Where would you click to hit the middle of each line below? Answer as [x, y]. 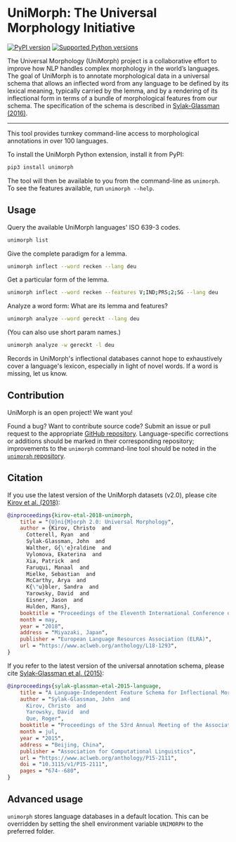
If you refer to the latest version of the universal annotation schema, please [116, 666]
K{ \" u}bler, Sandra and [62, 587]
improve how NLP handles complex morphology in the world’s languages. [113, 68]
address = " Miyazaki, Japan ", [64, 633]
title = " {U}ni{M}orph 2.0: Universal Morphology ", [97, 522]
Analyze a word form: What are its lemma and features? [88, 306]
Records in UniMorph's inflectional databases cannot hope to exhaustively [115, 358]
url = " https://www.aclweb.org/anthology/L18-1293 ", [99, 646]
